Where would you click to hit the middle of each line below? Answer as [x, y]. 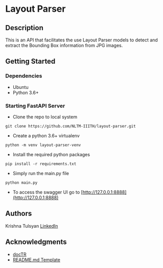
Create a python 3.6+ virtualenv [46, 135]
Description [24, 28]
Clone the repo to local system [45, 117]
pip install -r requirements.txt [41, 164]
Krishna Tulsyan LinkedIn [32, 226]
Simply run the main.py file [41, 173]
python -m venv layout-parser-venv [43, 145]
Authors [19, 214]
